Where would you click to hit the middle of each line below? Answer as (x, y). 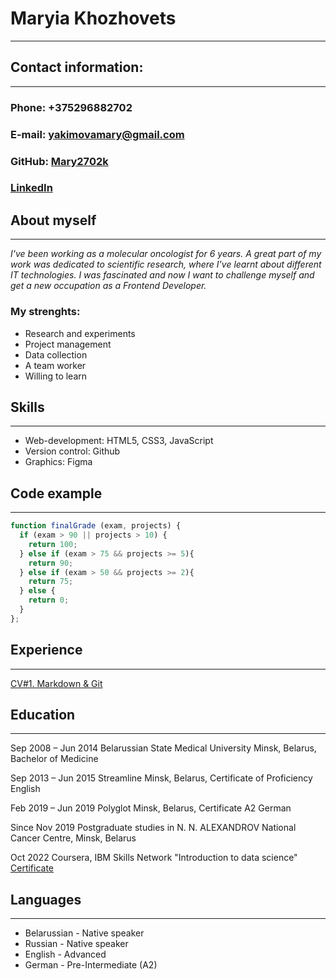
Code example (56, 493)
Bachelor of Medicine (54, 759)
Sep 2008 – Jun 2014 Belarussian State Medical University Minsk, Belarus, (163, 748)
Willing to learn (56, 376)
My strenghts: (45, 312)
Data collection (56, 354)
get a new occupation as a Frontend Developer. (108, 286)
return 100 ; (53, 544)
